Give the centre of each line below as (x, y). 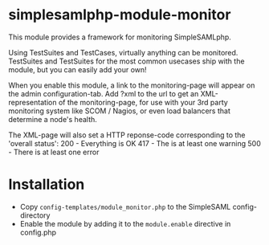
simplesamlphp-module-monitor (120, 15)
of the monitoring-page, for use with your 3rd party (143, 102)
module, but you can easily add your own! (77, 69)
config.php (38, 232)
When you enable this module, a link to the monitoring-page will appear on (132, 85)
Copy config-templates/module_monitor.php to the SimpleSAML (125, 206)
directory (35, 215)
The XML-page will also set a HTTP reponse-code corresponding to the (127, 135)
